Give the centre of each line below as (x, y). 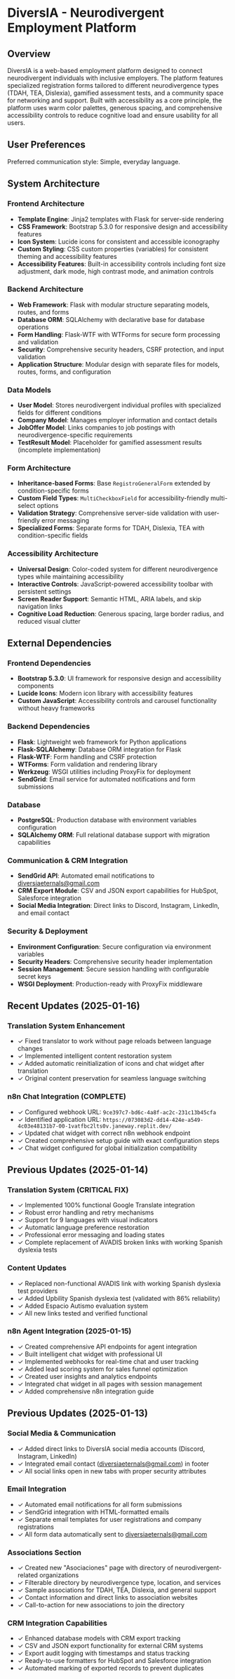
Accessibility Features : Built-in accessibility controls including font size (121, 264)
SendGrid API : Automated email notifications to (86, 876)
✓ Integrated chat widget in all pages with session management (110, 1384)
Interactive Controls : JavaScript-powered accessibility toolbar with (115, 584)
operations (33, 327)
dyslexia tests (37, 1250)
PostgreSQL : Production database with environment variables (107, 820)
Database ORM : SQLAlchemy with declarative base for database (111, 319)
